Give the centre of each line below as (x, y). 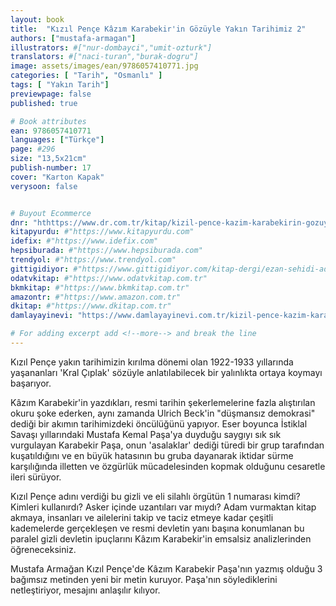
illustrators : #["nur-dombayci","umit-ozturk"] (111, 47)
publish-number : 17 (51, 168)
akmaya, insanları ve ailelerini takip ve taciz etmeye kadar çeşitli (142, 517)
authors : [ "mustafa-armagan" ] (73, 38)
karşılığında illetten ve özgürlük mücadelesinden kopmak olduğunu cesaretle (168, 466)
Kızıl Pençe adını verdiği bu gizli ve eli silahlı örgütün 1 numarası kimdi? (155, 496)
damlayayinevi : (42, 316)
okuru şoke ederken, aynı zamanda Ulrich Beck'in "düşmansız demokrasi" (163, 413)
